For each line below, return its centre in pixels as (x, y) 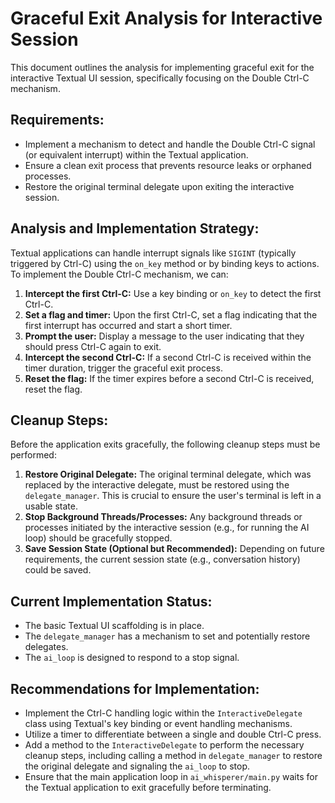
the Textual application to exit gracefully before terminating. (148, 787)
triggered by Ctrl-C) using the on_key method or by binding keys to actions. (165, 263)
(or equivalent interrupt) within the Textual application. (136, 154)
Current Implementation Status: (111, 601)
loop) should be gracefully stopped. (98, 538)
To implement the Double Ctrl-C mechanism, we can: (119, 274)
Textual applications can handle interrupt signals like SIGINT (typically (153, 253)
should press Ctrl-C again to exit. (93, 346)
